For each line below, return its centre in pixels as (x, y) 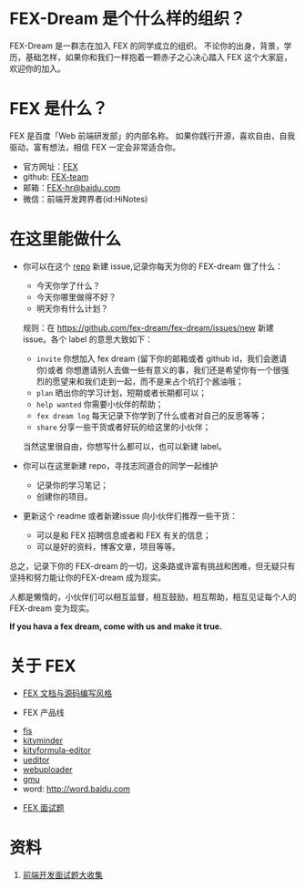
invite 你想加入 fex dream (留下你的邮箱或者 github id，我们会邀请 (162, 358)
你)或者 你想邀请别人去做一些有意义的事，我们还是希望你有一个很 (158, 369)
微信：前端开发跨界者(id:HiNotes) (85, 199)
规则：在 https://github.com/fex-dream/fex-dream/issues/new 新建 (148, 327)
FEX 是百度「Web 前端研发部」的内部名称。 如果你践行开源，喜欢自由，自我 (152, 135)
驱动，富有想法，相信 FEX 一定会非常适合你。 (95, 147)
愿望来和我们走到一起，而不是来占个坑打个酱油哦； (148, 381)
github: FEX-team (56, 176)
